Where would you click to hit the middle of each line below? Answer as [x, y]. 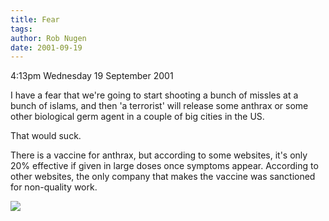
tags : [21, 29]
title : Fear [35, 19]
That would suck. [46, 136]
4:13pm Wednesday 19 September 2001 [92, 76]
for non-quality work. [54, 187]
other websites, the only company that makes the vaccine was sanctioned [163, 177]
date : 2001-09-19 [46, 47]
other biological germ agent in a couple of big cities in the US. [137, 117]
